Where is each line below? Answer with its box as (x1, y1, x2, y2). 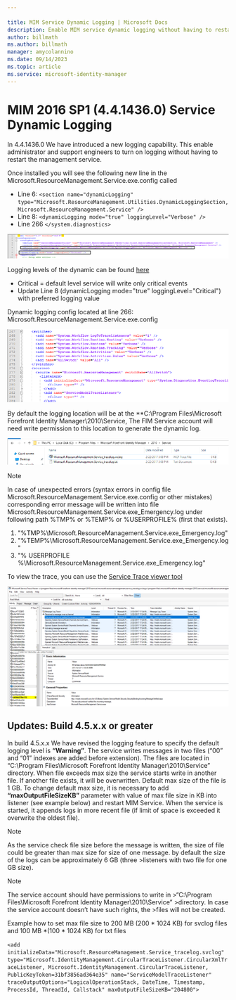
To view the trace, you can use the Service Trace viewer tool (7, 572, 183, 580)
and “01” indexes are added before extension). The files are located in (7, 753, 209, 762)
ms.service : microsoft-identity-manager (7, 70, 128, 77)
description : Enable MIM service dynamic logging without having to (7, 26, 212, 33)
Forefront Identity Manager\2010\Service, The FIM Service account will (7, 416, 213, 425)
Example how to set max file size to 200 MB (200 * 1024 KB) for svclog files (7, 918, 228, 928)
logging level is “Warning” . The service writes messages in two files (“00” (7, 746, 223, 755)
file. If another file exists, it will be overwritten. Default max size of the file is (7, 776, 226, 784)
